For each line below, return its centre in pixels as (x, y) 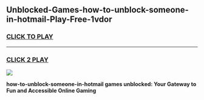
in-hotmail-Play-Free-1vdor (59, 20)
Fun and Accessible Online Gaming (51, 90)
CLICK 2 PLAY (27, 59)
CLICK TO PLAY (30, 37)
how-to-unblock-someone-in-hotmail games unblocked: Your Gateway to (101, 84)
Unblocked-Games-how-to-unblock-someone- (98, 10)
